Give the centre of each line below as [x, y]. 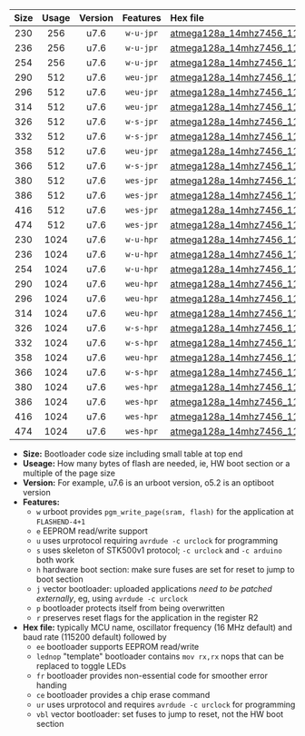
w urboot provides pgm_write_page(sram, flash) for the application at [165, 511]
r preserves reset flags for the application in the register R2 [147, 618]
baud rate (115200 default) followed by [94, 637]
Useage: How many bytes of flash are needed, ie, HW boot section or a [156, 463]
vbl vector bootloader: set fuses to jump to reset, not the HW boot [160, 714]
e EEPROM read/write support [92, 531]
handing [51, 685]
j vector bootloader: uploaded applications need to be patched [154, 589]
